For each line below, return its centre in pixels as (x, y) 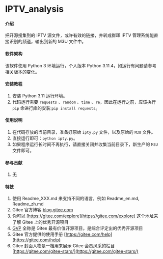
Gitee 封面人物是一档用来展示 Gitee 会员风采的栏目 (63, 246)
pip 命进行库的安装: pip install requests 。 (56, 108)
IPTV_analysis (34, 9)
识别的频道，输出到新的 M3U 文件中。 (48, 42)
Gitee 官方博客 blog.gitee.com (42, 210)
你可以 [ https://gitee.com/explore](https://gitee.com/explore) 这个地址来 (85, 216)
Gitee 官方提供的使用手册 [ (39, 234)
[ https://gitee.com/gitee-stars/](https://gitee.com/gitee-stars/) (75, 251)
